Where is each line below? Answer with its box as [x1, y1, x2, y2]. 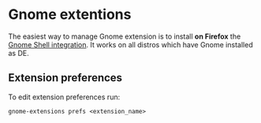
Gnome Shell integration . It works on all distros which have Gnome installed [8, 39, 254, 49]
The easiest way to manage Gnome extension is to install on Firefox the [8, 32, 241, 41]
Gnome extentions [8, 6, 132, 24]
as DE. [8, 48, 29, 58]
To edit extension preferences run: [8, 92, 121, 102]
